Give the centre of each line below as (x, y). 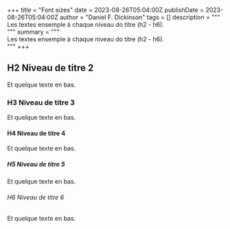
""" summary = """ (33, 32)
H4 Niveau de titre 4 (36, 133)
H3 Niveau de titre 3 (41, 102)
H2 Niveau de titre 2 (50, 68)
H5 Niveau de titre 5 (36, 164)
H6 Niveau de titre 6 (36, 197)
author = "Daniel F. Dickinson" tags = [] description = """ (140, 17)
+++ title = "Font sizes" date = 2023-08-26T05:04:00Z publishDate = (106, 10)
